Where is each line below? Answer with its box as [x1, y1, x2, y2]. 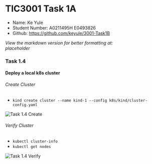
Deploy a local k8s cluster [5, 70, 60, 76]
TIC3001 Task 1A [5, 3, 77, 14]
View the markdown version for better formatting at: [5, 39, 113, 45]
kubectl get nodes [12, 144, 51, 149]
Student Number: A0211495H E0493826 [12, 24, 96, 30]
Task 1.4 [5, 57, 26, 64]
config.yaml [12, 102, 38, 107]
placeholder [5, 45, 30, 51]
